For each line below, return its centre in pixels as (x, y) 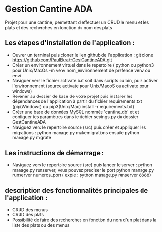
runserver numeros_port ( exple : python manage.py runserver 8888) (81, 175)
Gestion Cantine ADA (49, 9)
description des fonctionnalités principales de (77, 190)
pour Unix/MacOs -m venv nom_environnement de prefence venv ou (81, 70)
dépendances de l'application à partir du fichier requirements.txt (77, 101)
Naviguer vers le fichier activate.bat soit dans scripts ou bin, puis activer (85, 80)
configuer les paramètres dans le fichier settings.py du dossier (75, 117)
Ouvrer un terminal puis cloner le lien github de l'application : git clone (83, 55)
